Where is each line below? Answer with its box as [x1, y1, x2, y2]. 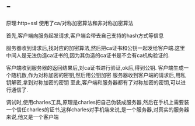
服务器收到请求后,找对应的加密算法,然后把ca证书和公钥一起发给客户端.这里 [6, 44, 186, 52]
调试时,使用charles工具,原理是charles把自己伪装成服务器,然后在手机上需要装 [6, 98, 190, 105]
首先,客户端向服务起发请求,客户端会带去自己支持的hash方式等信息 [6, 32, 164, 39]
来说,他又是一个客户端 [6, 113, 60, 120]
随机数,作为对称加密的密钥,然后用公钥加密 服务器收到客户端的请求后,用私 [11, 71, 186, 79]
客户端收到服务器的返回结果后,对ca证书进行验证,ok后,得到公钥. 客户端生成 [6, 64, 184, 71]
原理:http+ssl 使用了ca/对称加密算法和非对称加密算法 [6, 19, 134, 26]
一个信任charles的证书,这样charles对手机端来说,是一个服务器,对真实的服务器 [6, 105, 190, 113]
